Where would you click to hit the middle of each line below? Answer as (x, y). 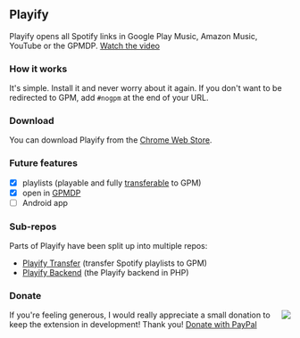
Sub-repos (33, 227)
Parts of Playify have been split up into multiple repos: (108, 246)
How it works (38, 69)
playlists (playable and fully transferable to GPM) (112, 183)
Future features (44, 163)
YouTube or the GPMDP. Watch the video (85, 45)
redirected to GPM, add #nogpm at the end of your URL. (109, 98)
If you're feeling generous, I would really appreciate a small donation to (140, 315)
